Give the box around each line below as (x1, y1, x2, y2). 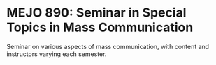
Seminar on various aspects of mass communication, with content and (6, 42, 210, 50)
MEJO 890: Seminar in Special (6, 5, 187, 21)
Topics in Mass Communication (6, 19, 194, 35)
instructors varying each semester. (6, 50, 107, 58)
